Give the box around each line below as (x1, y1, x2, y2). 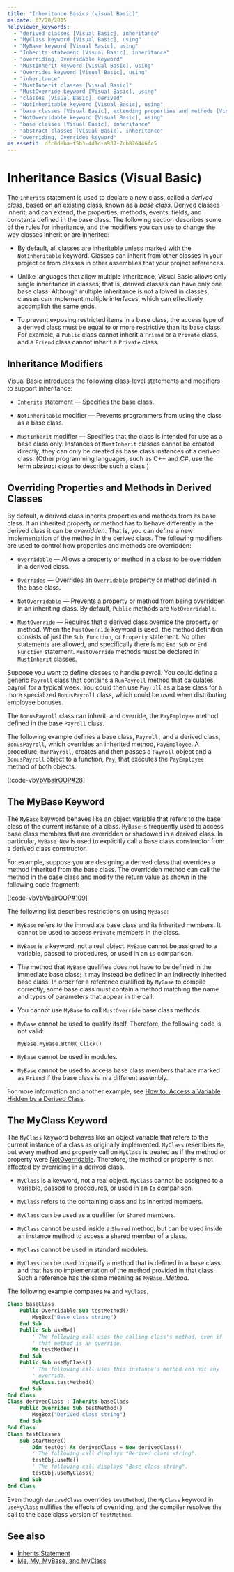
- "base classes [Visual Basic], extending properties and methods (13, 108, 214, 115)
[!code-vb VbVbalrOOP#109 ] (7, 894, 88, 902)
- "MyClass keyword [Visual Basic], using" (13, 36, 141, 43)
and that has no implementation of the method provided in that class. (17, 1266, 216, 1275)
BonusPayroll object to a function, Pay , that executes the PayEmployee (7, 755, 204, 763)
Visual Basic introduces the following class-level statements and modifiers (7, 377, 221, 385)
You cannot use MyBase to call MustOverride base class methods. (17, 1005, 202, 1014)
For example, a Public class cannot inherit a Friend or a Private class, (17, 330, 219, 339)
